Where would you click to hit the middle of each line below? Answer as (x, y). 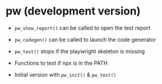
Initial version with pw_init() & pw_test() (65, 74)
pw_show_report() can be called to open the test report (82, 28)
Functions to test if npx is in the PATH (61, 63)
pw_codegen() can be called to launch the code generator (85, 39)
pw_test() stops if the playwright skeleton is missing (79, 51)
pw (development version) (73, 11)
